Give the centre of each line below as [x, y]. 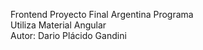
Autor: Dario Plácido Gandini [68, 35]
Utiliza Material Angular [58, 25]
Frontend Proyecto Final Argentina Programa [102, 14]
